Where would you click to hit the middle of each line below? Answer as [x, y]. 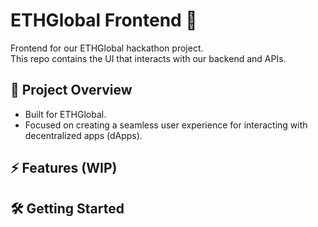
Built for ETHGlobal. [65, 114]
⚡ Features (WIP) [64, 168]
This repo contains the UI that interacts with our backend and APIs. [148, 58]
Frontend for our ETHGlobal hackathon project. [107, 48]
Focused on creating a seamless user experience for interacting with [166, 125]
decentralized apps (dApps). [83, 135]
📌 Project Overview [71, 90]
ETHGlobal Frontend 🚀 [104, 20]
